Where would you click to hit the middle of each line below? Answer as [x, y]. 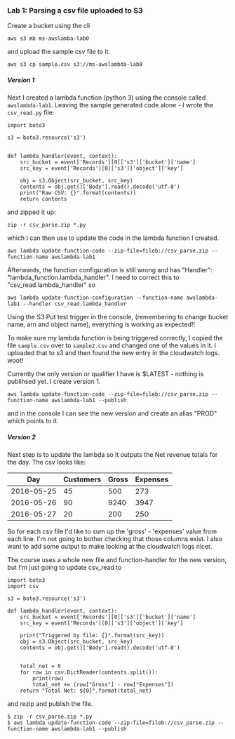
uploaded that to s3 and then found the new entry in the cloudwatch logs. [113, 353]
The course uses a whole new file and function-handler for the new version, [117, 560]
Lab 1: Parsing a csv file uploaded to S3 [75, 11]
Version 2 [22, 437]
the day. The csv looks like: [47, 462]
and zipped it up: [32, 212]
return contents [44, 199]
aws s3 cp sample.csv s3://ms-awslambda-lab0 [75, 65]
